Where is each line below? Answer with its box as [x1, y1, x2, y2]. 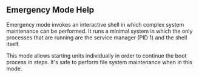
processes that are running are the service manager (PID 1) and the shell [6, 33, 187, 41]
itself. [6, 40, 20, 47]
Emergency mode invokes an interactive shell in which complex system [6, 21, 184, 28]
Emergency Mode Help [6, 5, 95, 15]
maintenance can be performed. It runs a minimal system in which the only [6, 27, 193, 35]
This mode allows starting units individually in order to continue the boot [6, 52, 187, 59]
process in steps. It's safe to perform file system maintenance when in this [6, 58, 193, 65]
